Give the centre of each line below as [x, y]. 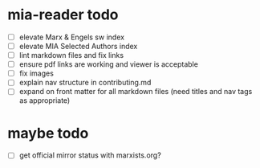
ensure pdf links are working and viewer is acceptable [108, 64]
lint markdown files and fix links [71, 55]
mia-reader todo [63, 15]
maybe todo [48, 133]
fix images [36, 73]
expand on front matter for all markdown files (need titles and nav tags [136, 92]
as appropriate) [45, 100]
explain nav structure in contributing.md [85, 83]
